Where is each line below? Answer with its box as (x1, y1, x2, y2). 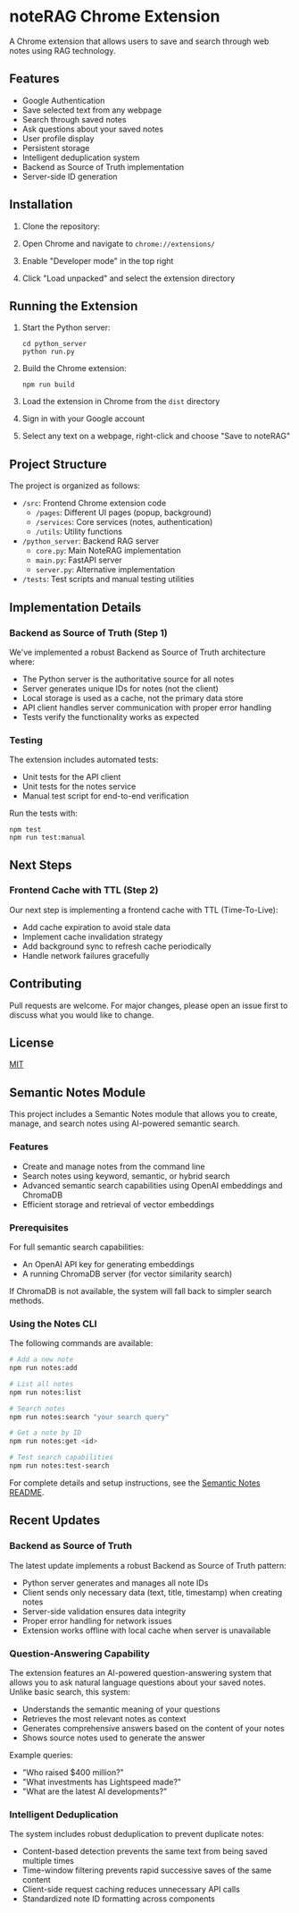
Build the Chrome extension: (21, 363, 127, 374)
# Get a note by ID (9, 1428, 82, 1437)
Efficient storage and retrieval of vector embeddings (21, 1198, 215, 1209)
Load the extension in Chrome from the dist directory (21, 396, 220, 407)
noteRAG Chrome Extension (9, 6, 220, 27)
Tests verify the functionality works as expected (21, 711, 199, 722)
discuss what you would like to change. (9, 1009, 154, 1020)
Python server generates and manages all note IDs (21, 1577, 209, 1588)
